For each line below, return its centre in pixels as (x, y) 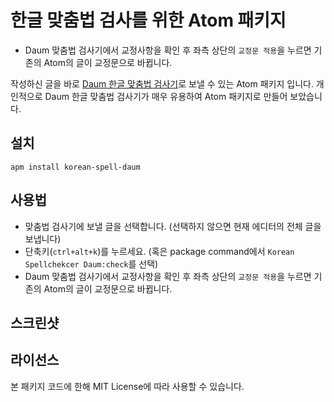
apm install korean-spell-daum (75, 167)
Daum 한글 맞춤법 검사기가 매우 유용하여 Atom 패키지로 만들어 (166, 96)
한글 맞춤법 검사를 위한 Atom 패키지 (148, 20)
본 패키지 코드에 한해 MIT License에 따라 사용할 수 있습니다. (127, 386)
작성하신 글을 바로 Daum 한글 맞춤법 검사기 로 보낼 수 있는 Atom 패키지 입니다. (162, 83)
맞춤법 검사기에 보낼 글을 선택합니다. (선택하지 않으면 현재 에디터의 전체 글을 (173, 226)
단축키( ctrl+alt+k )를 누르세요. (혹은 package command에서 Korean (159, 251)
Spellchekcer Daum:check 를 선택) (91, 263)
